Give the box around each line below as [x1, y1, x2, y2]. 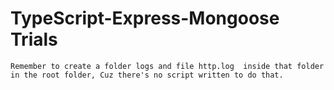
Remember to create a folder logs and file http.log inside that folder [10, 61, 325, 71]
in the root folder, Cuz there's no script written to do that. [10, 70, 284, 80]
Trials [10, 28, 58, 51]
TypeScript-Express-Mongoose [10, 7, 280, 30]
